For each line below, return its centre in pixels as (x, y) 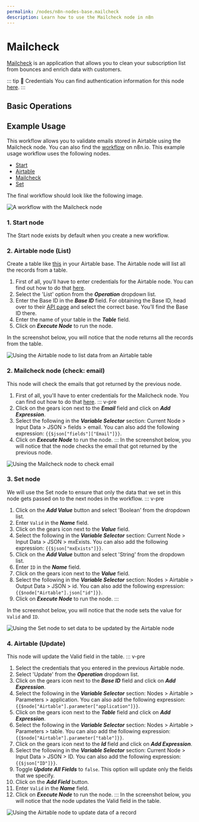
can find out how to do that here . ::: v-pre (66, 401)
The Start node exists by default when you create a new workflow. (88, 235)
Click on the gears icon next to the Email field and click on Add (93, 408)
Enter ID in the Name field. (48, 567)
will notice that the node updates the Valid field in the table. (88, 801)
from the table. (25, 344)
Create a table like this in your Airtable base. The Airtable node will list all (96, 264)
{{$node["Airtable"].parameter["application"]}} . (78, 706)
